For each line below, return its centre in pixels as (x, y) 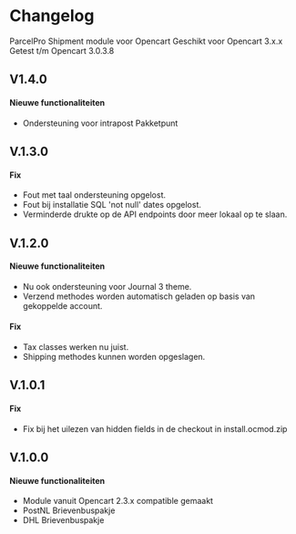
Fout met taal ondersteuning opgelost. (94, 195)
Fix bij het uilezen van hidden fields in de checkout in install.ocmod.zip (155, 428)
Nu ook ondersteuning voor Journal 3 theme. (107, 286)
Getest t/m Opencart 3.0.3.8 (62, 50)
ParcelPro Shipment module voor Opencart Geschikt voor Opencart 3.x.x (146, 41)
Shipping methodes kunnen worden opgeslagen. (114, 356)
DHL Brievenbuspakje (63, 520)
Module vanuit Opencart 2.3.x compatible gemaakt (118, 501)
